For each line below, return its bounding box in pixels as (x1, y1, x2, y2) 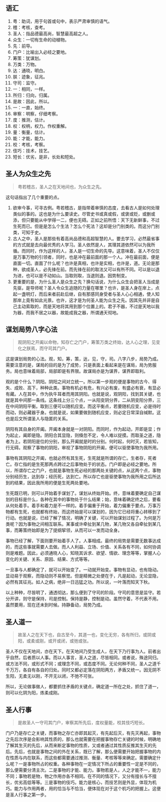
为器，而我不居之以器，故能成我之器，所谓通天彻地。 (12, 309, 121, 315)
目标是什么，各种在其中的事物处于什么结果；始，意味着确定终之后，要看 (14, 497, 161, 503)
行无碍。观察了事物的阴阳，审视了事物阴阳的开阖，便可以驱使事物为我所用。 (5, 445, 161, 451)
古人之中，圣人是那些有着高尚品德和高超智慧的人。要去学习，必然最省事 (12, 235, 160, 241)
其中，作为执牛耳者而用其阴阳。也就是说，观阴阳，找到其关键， (27, 391, 157, 397)
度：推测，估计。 (12, 117, 48, 123)
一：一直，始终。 (12, 105, 48, 110)
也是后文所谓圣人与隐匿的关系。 (5, 416, 70, 422)
